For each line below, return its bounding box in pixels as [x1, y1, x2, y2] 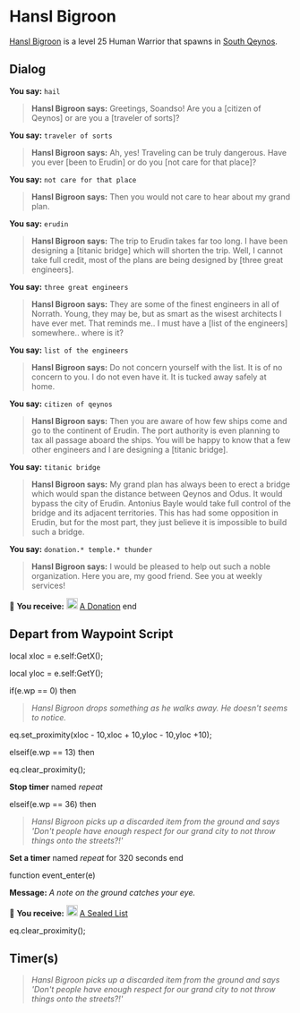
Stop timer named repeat [9, 781, 103, 792]
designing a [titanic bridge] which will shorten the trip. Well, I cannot [30, 244, 284, 256]
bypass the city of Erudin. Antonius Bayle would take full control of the [30, 498, 291, 508]
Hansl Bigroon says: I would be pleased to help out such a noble [30, 561, 271, 572]
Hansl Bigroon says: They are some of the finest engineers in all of [30, 298, 280, 310]
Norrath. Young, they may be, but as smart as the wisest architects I [30, 308, 282, 319]
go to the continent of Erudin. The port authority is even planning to [30, 425, 280, 436]
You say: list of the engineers [9, 345, 129, 355]
